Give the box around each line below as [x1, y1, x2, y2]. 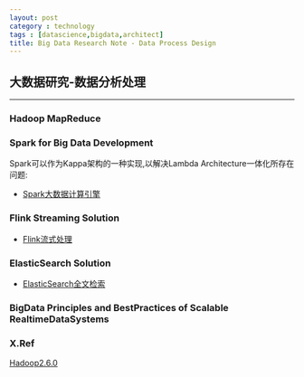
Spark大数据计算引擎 [22, 189, 101, 200]
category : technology [9, 22, 95, 31]
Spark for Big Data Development [9, 137, 154, 149]
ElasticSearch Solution [9, 257, 111, 269]
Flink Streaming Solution [9, 212, 120, 224]
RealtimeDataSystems [9, 313, 109, 325]
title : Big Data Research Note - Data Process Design [9, 38, 217, 48]
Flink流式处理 [22, 233, 72, 244]
